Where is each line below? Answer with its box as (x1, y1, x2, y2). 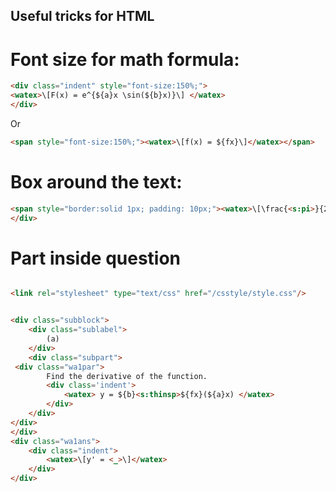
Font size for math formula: (10, 48, 240, 71)
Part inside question (10, 247, 182, 269)
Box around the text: (10, 171, 183, 194)
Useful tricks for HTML (10, 8, 155, 25)
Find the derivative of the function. (46, 371, 208, 381)
